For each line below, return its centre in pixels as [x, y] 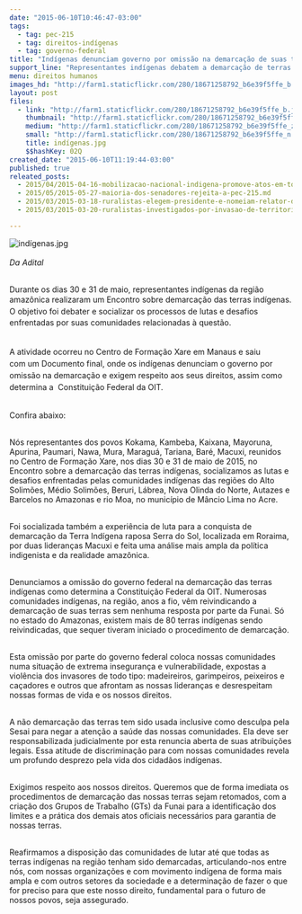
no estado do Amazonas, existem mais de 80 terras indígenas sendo [136, 620]
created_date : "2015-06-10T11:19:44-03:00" [92, 160]
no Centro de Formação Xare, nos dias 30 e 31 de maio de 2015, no [133, 461]
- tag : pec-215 [46, 34]
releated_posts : [40, 176]
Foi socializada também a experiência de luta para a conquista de [131, 527]
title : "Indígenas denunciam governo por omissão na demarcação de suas [148, 59]
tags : [19, 26]
